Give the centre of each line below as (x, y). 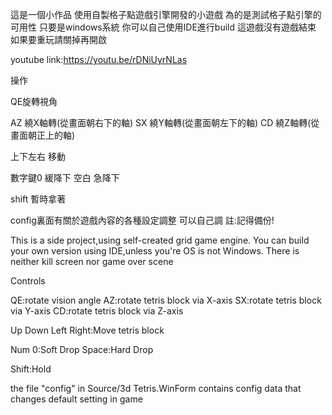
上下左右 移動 (38, 156)
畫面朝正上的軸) (43, 135)
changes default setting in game (76, 399)
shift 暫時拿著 (38, 199)
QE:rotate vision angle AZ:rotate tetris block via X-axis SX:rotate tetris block (166, 300)
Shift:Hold (31, 369)
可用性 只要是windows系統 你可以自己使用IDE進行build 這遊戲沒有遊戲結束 (163, 27)
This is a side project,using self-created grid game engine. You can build (160, 240)
